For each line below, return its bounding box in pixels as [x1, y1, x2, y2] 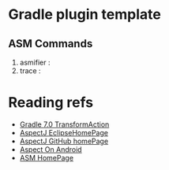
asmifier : [19, 57, 51, 67]
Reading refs [8, 94, 93, 112]
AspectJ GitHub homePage [19, 136, 109, 146]
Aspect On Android [19, 144, 82, 154]
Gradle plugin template [8, 6, 162, 24]
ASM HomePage [19, 153, 73, 162]
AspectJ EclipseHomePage [19, 128, 109, 137]
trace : [19, 66, 41, 76]
